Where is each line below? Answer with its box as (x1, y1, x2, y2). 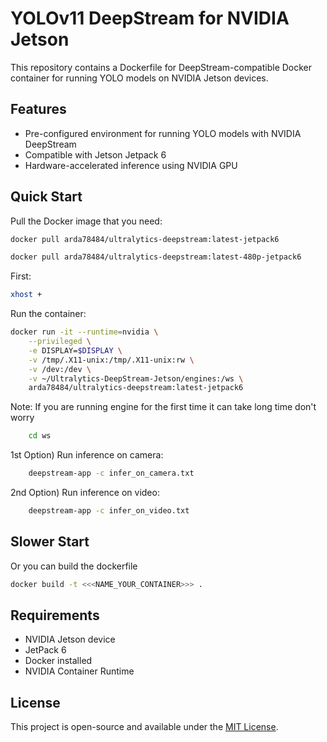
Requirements (10, 607, 100, 624)
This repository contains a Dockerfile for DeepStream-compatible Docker (10, 61, 313, 73)
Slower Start (10, 533, 90, 551)
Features (10, 101, 67, 118)
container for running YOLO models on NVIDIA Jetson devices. (10, 72, 269, 84)
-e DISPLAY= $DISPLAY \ (28, 345, 123, 356)
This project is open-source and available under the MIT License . (10, 721, 279, 733)
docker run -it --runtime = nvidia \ (10, 327, 159, 337)
